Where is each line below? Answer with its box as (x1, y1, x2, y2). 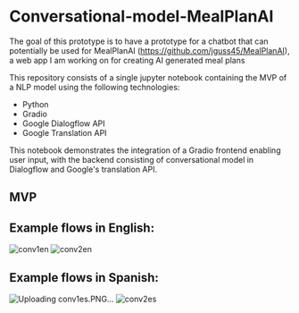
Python (21, 98, 49, 109)
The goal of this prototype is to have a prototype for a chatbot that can (9, 36, 270, 47)
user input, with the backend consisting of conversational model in (9, 154, 254, 165)
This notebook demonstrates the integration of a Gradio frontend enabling (9, 145, 281, 156)
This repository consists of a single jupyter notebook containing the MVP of (9, 72, 287, 82)
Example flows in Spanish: (9, 270, 159, 285)
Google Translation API (21, 127, 107, 138)
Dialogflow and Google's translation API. (9, 164, 158, 174)
